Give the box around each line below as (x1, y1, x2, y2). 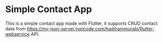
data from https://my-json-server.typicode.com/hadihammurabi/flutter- (5, 25, 155, 31)
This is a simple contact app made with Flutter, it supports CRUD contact (5, 20, 158, 26)
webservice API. (5, 31, 40, 37)
